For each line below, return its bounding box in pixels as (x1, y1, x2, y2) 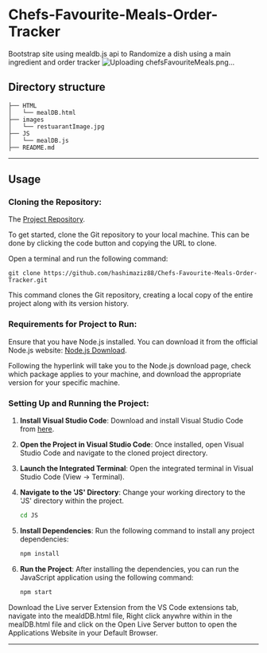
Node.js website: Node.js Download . (8, 345, 127, 355)
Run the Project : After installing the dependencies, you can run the (19, 564, 240, 573)
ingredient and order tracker (8, 57, 101, 67)
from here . (19, 424, 55, 434)
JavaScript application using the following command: (19, 572, 194, 582)
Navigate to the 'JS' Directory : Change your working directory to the (19, 488, 246, 498)
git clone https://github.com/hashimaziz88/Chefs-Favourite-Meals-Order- (8, 269, 258, 277)
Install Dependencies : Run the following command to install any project (19, 525, 255, 535)
